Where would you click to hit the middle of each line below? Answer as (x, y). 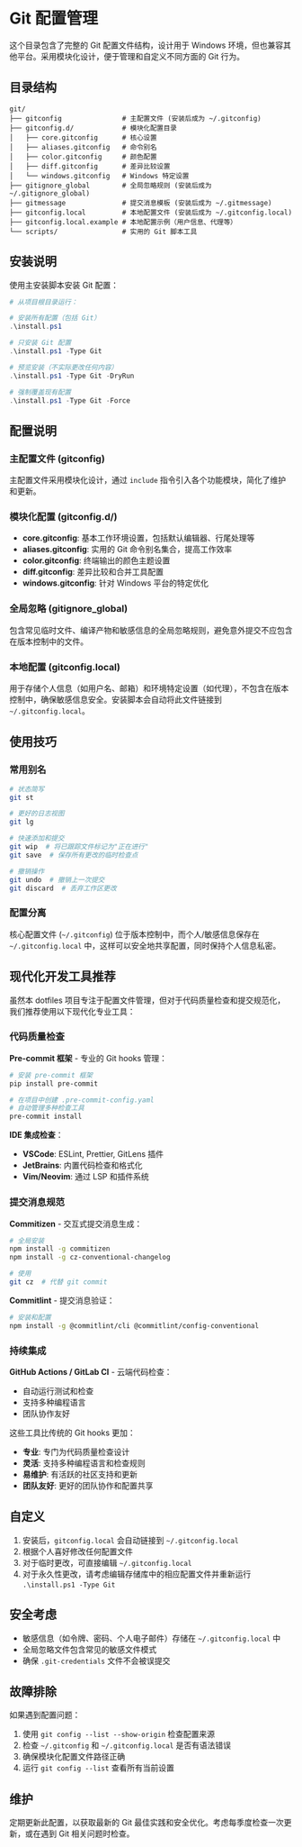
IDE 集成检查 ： (36, 1135)
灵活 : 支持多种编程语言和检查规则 (84, 1463)
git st (22, 797)
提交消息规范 (37, 1202)
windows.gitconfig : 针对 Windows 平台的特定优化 (115, 583)
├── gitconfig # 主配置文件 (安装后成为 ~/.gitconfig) (136, 118)
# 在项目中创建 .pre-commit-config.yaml (82, 1100)
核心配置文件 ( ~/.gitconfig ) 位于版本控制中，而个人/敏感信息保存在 (135, 934)
